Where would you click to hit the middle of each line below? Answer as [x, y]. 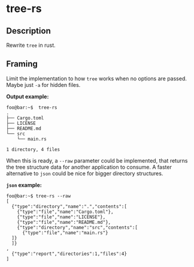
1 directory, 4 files [33, 149]
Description [28, 31]
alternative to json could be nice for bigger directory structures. [85, 173]
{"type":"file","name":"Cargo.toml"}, [65, 212]
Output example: [28, 96]
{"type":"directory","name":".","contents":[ [69, 206]
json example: [24, 185]
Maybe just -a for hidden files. [43, 85]
